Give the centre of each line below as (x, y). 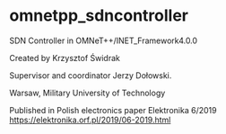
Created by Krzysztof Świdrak (65, 58)
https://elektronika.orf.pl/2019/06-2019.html (90, 120)
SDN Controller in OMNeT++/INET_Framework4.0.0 (104, 40)
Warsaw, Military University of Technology (87, 93)
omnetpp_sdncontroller (99, 16)
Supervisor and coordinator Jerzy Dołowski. (91, 75)
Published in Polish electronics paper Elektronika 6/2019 (113, 110)
